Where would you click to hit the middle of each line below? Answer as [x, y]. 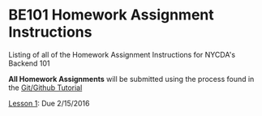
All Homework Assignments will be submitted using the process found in [131, 79]
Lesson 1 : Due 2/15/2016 [49, 103]
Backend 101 [29, 63]
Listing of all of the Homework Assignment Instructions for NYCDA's [122, 54]
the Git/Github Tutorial [45, 88]
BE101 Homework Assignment [112, 15]
